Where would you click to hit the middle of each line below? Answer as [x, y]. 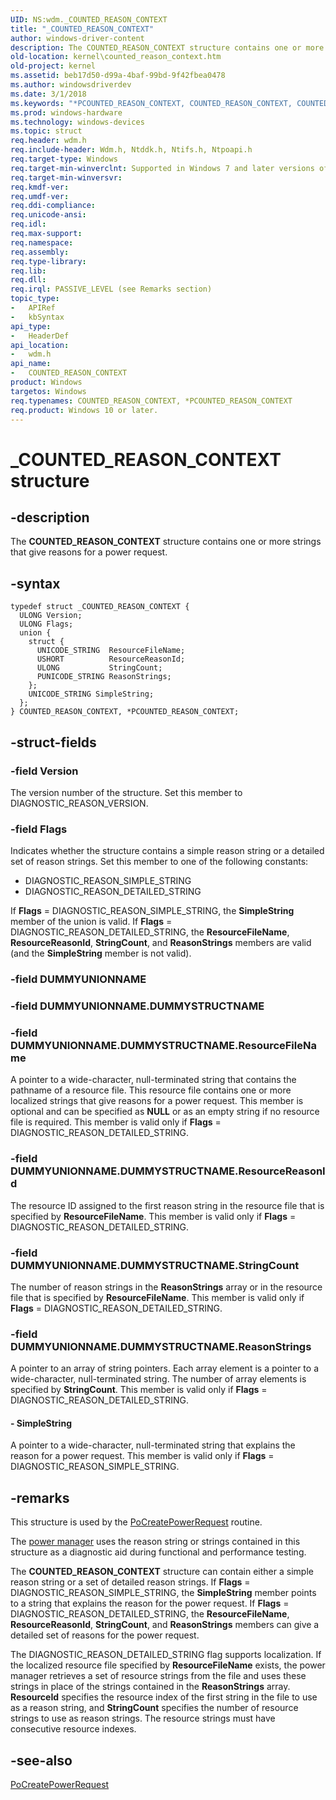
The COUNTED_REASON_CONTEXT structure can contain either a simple [162, 1572]
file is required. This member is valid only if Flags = [116, 1122]
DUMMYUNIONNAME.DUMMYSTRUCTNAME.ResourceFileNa [163, 1045]
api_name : [31, 364]
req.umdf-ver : [40, 196]
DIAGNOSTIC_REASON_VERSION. [79, 803]
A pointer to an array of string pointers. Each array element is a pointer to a [165, 1368]
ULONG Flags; [46, 624]
